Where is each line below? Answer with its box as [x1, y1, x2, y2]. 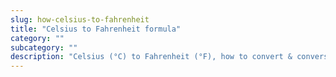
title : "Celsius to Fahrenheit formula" [10, 24, 182, 34]
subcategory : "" [10, 42, 78, 53]
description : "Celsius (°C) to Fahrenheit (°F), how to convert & [10, 52, 293, 62]
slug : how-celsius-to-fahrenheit [10, 14, 150, 25]
